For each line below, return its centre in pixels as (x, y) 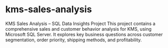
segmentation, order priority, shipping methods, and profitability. (74, 40)
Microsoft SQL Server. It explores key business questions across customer (84, 34)
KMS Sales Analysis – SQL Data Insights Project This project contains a (80, 23)
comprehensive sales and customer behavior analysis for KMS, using (78, 29)
